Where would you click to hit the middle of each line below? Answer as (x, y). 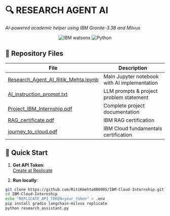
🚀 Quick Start (27, 153)
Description (133, 68)
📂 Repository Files (34, 53)
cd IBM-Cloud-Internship (31, 194)
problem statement (126, 97)
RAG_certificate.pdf (31, 120)
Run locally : (25, 180)
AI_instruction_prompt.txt (38, 94)
